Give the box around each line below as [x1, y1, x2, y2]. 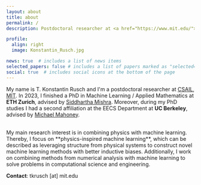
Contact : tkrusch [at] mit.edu [6, 172, 78, 179]
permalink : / [6, 20, 39, 26]
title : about [6, 14, 39, 20]
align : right [11, 42, 44, 48]
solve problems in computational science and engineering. [6, 161, 151, 168]
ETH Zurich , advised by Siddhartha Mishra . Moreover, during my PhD [6, 98, 178, 105]
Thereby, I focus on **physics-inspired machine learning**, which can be [6, 135, 187, 142]
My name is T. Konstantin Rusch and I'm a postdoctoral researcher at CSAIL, [6, 85, 195, 92]
